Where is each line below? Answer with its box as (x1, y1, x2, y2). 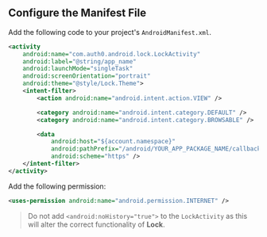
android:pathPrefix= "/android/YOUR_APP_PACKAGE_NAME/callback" (50, 145, 265, 153)
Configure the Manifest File (8, 6, 147, 20)
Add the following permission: (8, 182, 106, 191)
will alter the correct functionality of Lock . (27, 220, 165, 229)
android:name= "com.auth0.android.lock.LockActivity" (22, 50, 201, 58)
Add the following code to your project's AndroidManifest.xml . (8, 27, 212, 36)
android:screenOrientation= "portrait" (22, 72, 151, 80)
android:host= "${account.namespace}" (50, 138, 176, 146)
